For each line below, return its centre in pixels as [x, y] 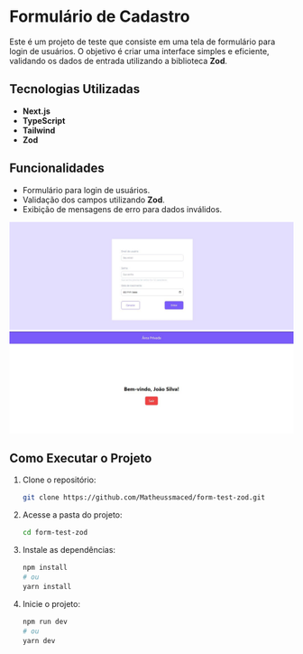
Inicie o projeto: [51, 603]
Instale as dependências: [69, 550]
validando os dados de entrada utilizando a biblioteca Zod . [119, 61]
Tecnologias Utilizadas [75, 89]
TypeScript [44, 120]
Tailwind [39, 130]
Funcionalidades [57, 168]
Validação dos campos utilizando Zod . [93, 200]
